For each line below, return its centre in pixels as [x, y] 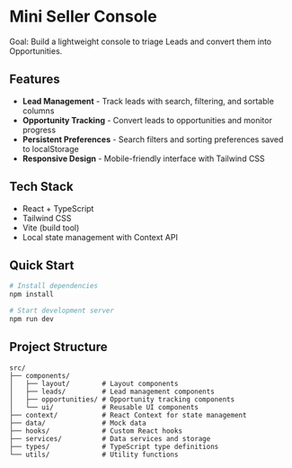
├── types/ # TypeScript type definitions [114, 446]
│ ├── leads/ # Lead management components [112, 391]
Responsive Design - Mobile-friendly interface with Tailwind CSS [143, 158]
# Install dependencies [54, 286]
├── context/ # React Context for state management [128, 415]
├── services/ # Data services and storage [110, 438]
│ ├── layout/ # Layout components [94, 383]
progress [39, 130]
